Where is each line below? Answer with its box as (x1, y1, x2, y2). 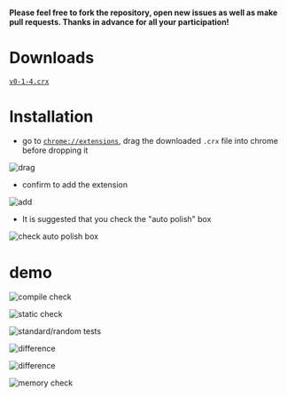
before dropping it (21, 145, 89, 155)
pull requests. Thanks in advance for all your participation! (9, 16, 229, 27)
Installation (9, 107, 94, 126)
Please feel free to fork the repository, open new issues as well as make (9, 7, 278, 18)
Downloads (9, 47, 95, 67)
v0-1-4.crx (9, 76, 50, 86)
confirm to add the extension (21, 179, 128, 190)
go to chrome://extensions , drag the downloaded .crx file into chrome (21, 136, 279, 147)
